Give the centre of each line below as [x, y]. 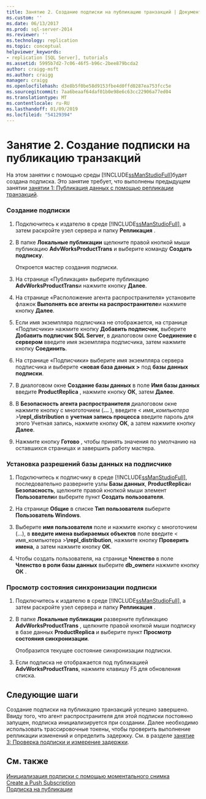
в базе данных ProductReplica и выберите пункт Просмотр [93, 632]
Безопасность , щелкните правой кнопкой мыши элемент [91, 490]
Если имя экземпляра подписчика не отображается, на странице [101, 322]
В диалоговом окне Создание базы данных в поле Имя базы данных [107, 385]
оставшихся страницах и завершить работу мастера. [85, 448]
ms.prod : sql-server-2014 [39, 29]
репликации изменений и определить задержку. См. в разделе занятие [101, 736]
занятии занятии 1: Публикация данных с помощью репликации [90, 188]
